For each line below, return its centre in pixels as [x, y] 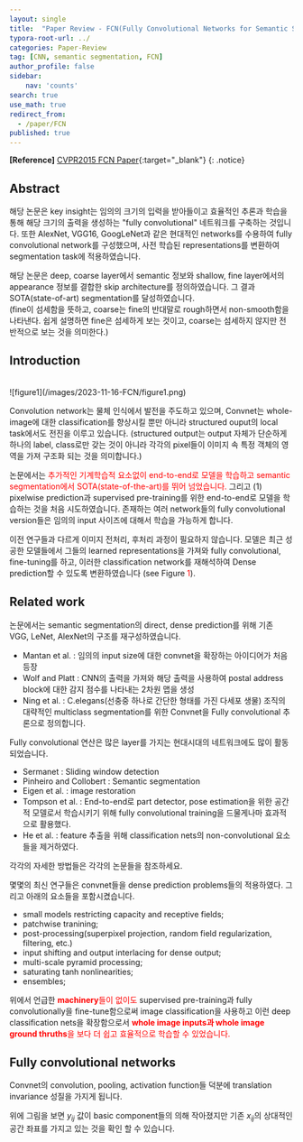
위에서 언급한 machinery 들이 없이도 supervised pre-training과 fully [131, 999]
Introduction [45, 361]
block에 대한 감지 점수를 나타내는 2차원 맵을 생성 [108, 689]
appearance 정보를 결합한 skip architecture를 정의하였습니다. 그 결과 [132, 286]
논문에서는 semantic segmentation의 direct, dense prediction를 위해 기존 [141, 625]
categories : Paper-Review [58, 48]
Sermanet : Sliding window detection [91, 771]
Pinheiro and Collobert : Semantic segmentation [111, 781]
